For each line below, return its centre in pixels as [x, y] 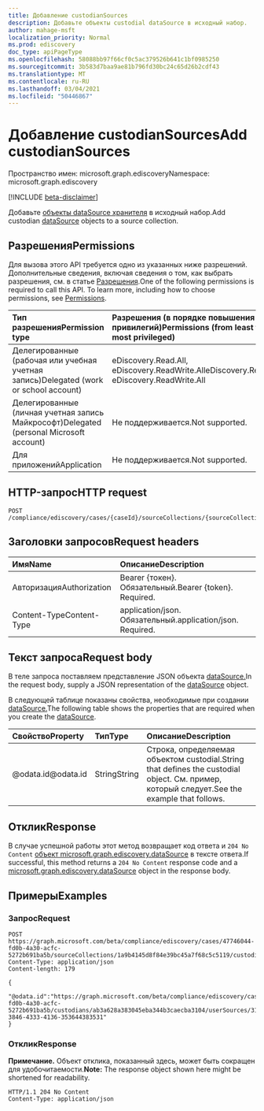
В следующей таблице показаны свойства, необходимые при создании [128, 700]
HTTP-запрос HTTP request [78, 493]
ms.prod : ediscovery [42, 45]
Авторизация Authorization [62, 587]
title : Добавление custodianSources [68, 15]
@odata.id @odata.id [50, 775]
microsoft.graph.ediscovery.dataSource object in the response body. [119, 871]
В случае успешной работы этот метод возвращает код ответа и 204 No [128, 846]
